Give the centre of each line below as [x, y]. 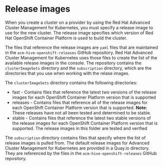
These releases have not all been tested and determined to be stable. [81, 112]
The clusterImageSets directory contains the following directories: [71, 83]
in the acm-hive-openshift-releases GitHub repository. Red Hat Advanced [79, 53]
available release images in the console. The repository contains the [73, 63]
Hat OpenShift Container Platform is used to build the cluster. [66, 38]
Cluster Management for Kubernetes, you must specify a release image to [79, 27]
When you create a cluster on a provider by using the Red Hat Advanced [78, 22]
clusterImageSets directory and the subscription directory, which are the [78, 68]
